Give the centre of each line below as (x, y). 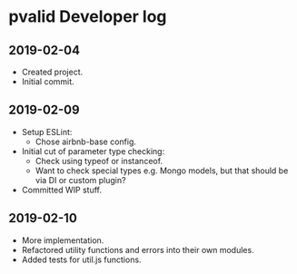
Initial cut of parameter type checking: (93, 151)
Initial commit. (48, 82)
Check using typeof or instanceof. (99, 161)
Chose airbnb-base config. (86, 142)
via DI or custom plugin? (80, 180)
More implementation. (63, 240)
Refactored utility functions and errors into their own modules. (138, 250)
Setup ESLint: (47, 132)
